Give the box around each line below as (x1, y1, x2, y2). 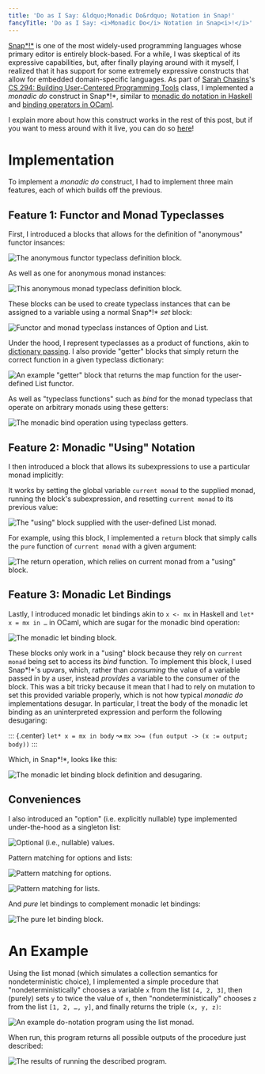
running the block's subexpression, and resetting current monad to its (8, 494, 233, 503)
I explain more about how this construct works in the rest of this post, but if (8, 115, 253, 124)
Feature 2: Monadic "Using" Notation (8, 441, 195, 454)
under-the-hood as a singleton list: (8, 822, 121, 832)
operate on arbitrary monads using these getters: (8, 403, 168, 412)
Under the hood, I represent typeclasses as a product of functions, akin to (8, 338, 249, 348)
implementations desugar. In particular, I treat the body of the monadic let (8, 698, 248, 708)
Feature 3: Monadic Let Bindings (8, 588, 172, 602)
